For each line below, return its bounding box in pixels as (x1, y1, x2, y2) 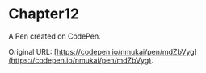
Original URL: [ (8, 47, 57, 56)
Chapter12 (8, 5, 79, 23)
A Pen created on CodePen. (8, 31, 101, 41)
